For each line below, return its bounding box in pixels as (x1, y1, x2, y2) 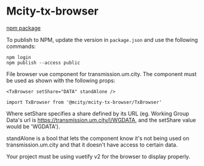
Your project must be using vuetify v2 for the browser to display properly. (6, 153, 191, 160)
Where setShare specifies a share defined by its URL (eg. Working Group (6, 109, 189, 117)
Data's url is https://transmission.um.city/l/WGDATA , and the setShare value (6, 116, 196, 123)
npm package (6, 24, 41, 32)
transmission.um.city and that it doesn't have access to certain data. (6, 141, 178, 148)
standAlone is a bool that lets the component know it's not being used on (6, 134, 190, 142)
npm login (6, 54, 32, 60)
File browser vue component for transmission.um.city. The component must (6, 70, 197, 77)
